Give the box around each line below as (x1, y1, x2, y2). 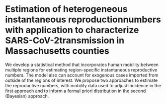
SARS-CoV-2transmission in (5, 35, 125, 46)
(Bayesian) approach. (5, 93, 49, 99)
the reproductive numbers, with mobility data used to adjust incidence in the (5, 82, 162, 88)
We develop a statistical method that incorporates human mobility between (5, 62, 159, 68)
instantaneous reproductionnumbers (5, 14, 162, 25)
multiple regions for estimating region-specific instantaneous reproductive (5, 67, 158, 72)
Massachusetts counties (5, 45, 109, 57)
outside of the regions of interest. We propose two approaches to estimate (5, 77, 158, 83)
